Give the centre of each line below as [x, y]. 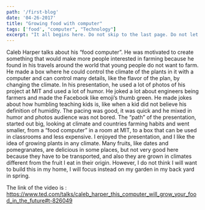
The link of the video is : [37, 188]
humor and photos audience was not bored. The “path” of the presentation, [101, 118]
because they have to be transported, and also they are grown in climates [99, 156]
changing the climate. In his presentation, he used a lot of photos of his [96, 85]
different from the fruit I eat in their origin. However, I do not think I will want [102, 163]
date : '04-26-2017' [31, 18]
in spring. [18, 176]
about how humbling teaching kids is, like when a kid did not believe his [96, 104]
